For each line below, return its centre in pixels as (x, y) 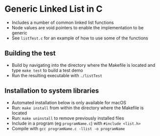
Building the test (30, 53)
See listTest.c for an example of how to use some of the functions (80, 38)
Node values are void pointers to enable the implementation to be (78, 27)
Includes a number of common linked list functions (63, 22)
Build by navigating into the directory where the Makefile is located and (83, 65)
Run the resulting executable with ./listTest (57, 75)
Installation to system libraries (52, 91)
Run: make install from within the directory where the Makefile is (78, 108)
